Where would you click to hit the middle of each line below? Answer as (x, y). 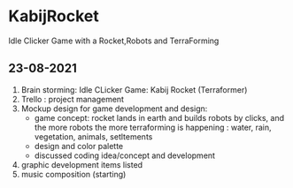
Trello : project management (73, 99)
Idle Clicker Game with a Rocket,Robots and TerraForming (114, 41)
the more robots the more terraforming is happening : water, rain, (153, 127)
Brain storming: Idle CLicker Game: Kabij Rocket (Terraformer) (134, 89)
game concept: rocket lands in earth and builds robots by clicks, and (159, 117)
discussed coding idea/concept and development (125, 155)
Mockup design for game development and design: (114, 109)
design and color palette (79, 146)
